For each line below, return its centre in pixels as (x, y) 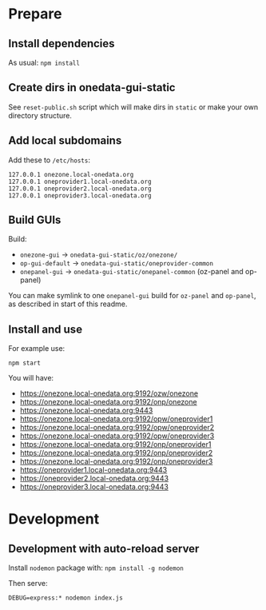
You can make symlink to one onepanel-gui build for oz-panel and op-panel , (133, 296)
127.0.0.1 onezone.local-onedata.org (71, 174)
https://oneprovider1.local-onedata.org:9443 (93, 470)
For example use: (37, 349)
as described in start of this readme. (68, 304)
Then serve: (28, 584)
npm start (25, 363)
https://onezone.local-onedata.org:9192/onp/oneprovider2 (116, 453)
